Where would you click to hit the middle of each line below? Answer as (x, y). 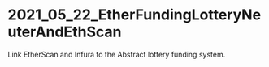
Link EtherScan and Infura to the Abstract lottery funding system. (117, 54)
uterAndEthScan (65, 32)
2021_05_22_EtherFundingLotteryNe (134, 15)
